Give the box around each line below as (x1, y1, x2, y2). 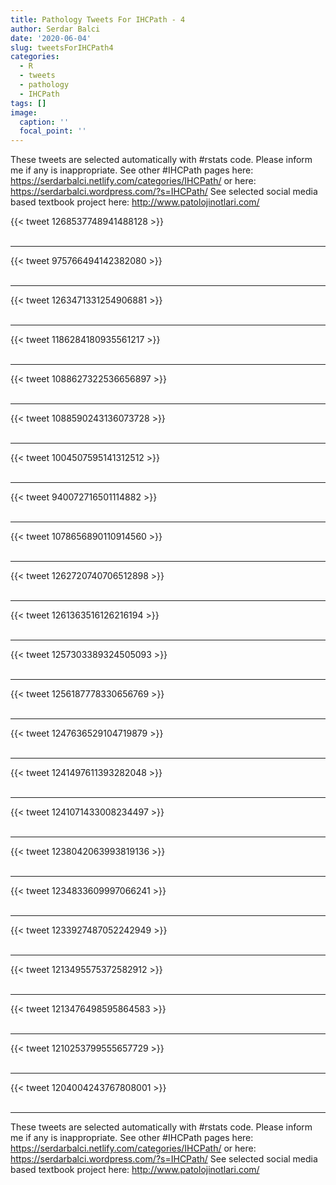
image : (10, 107, 38, 118)
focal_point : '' (19, 126, 87, 136)
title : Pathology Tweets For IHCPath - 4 (10, 14, 186, 25)
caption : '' (19, 117, 70, 127)
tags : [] (10, 98, 47, 108)
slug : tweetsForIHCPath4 (10, 42, 114, 53)
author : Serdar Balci (10, 24, 101, 34)
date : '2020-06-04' (10, 33, 92, 43)
